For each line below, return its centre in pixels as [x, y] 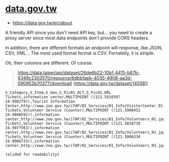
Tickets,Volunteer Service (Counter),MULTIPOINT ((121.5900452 [73, 110]
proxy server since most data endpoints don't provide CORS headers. [77, 38]
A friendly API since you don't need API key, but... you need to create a [79, 32]
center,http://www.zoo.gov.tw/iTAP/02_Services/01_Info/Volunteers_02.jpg [85, 132]
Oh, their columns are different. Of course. [49, 63]
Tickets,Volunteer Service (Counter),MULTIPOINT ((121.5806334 [73, 137]
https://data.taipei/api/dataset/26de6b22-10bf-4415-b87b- [78, 72]
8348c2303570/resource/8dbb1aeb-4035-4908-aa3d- [75, 78]
